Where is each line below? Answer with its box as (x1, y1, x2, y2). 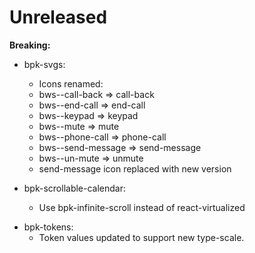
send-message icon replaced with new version (38, 162, 232, 175)
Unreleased (9, 6, 108, 29)
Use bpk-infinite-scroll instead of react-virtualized (38, 201, 246, 213)
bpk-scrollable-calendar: (23, 182, 127, 194)
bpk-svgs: (23, 58, 66, 70)
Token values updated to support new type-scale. (38, 231, 245, 243)
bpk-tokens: (23, 221, 74, 233)
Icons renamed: (38, 77, 104, 90)
